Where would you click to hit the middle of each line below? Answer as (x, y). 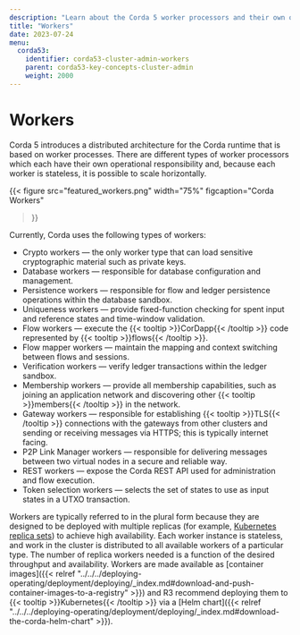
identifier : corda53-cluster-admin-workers (108, 59)
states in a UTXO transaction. (76, 499)
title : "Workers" (42, 26)
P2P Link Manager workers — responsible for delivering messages (145, 452)
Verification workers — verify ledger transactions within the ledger (145, 366)
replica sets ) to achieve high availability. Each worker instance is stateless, (146, 535)
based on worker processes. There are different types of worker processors (149, 154)
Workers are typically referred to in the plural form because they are (134, 516)
